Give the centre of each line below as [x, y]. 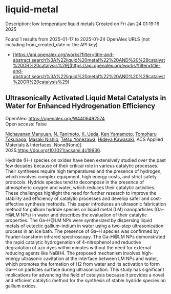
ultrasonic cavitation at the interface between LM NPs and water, [90, 259]
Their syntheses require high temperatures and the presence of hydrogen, [84, 171]
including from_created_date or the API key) [52, 44]
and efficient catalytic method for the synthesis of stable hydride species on [86, 280]
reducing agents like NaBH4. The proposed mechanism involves [73, 253]
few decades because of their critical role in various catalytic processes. [82, 166]
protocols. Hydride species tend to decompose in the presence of [75, 182]
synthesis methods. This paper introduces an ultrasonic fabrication [95, 204]
